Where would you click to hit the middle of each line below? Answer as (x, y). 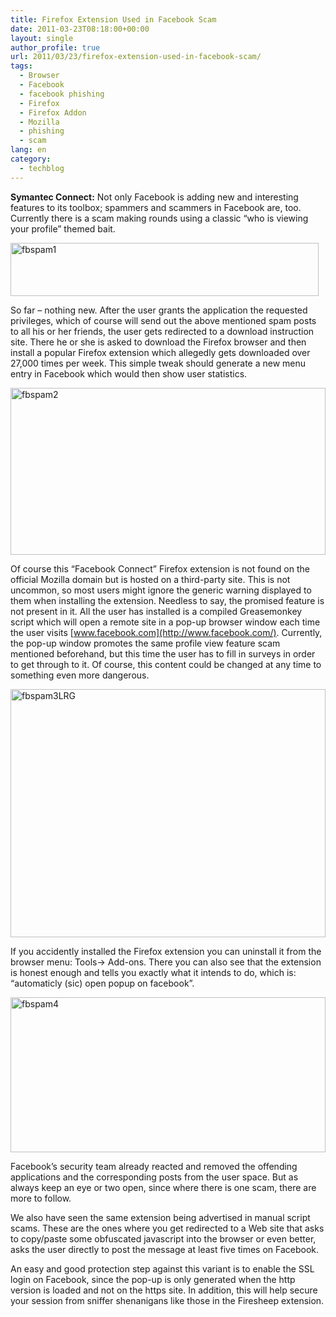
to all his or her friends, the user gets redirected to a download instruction (162, 331)
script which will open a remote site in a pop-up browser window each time (165, 622)
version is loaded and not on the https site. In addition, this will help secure (164, 1290)
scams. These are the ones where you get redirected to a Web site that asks (167, 1228)
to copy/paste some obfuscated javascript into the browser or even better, (163, 1238)
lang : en (28, 150)
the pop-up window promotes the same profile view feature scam (145, 643)
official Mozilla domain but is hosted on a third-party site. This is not (150, 579)
